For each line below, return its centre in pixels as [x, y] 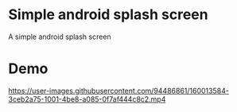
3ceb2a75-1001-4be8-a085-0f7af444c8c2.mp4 [87, 99]
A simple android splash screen [60, 37]
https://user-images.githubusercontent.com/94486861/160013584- [118, 91]
